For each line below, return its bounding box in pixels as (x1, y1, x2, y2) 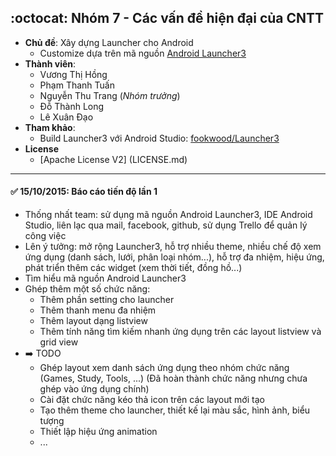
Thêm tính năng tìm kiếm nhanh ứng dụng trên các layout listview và (39, 326, 322, 338)
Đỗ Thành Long (39, 100, 105, 112)
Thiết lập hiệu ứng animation (39, 426, 158, 438)
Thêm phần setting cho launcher (39, 294, 175, 306)
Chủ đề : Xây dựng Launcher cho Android (24, 36, 194, 48)
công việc (24, 230, 67, 242)
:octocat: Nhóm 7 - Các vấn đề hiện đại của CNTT (10, 10, 325, 27)
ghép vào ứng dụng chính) (39, 383, 150, 395)
